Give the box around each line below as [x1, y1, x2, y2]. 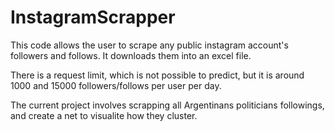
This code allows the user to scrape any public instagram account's [10, 39, 289, 51]
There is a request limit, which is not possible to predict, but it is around [10, 69, 305, 81]
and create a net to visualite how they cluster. [10, 109, 198, 121]
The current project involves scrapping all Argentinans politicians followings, [10, 99, 325, 111]
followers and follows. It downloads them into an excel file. [10, 49, 252, 61]
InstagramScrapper [10, 6, 176, 29]
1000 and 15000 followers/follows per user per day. [10, 79, 222, 91]
